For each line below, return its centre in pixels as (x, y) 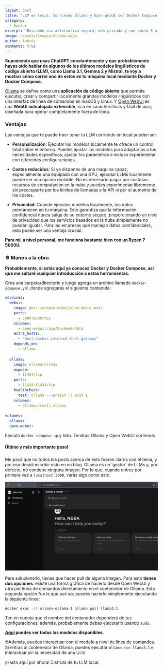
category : (15, 20)
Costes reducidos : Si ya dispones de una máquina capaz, (70, 169)
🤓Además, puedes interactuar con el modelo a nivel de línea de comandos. (80, 642)
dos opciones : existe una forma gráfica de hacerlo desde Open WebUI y (78, 584)
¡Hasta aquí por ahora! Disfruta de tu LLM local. (52, 662)
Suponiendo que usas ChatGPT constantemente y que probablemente (77, 60)
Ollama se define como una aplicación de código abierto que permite (75, 91)
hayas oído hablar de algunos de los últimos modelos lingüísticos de (75, 66)
